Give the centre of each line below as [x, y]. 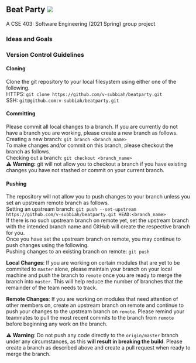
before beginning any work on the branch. [57, 324]
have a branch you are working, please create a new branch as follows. [92, 133]
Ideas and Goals [29, 39]
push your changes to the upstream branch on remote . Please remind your [95, 311]
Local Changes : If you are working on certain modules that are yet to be [93, 263]
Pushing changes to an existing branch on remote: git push [78, 252]
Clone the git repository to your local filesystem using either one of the [91, 81]
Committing [21, 114]
